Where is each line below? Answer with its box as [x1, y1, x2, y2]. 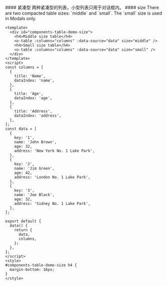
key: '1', [14, 135, 35, 140]
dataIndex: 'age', [14, 96, 52, 101]
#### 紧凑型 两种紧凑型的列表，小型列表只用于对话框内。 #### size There [5, 5, 159, 11]
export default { [5, 219, 41, 224]
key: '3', [14, 188, 35, 193]
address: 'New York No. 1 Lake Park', [14, 148, 95, 153]
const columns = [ [5, 65, 43, 70]
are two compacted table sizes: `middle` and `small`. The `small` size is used [5, 10, 162, 16]
